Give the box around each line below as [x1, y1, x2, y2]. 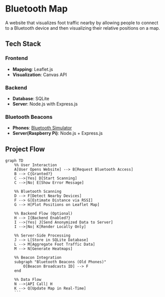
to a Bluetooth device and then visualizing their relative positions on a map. [5, 25, 160, 31]
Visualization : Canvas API [12, 71, 67, 78]
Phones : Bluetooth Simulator [12, 125, 72, 131]
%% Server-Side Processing [14, 233, 71, 238]
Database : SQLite [12, 95, 50, 101]
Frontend [5, 55, 28, 62]
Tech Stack [5, 40, 41, 48]
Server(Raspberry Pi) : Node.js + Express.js [12, 130, 103, 136]
